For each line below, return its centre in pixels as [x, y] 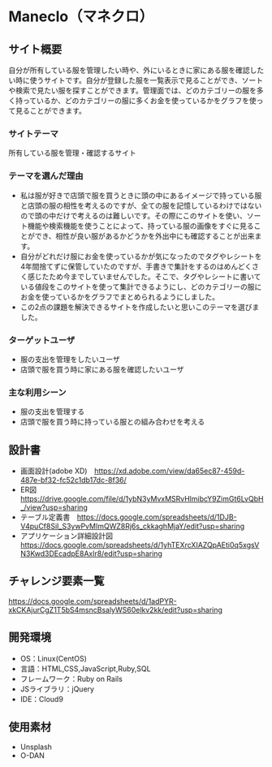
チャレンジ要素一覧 [56, 581]
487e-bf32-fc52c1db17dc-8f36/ [73, 480]
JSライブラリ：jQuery [57, 689]
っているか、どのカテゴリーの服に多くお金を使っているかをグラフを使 [140, 101]
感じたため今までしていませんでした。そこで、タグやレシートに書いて [144, 276]
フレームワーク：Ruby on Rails [71, 679]
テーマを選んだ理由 [46, 176]
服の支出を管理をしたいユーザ [70, 359]
